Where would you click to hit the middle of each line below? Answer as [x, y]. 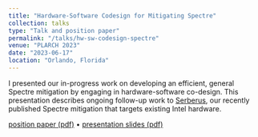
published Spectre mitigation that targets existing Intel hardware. [115, 108]
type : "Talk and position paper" [64, 30]
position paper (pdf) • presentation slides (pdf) [86, 124]
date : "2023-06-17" [41, 53]
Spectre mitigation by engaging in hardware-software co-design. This [123, 91]
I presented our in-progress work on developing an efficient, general [121, 83]
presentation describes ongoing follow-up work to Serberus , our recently [129, 100]
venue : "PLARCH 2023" [44, 46]
